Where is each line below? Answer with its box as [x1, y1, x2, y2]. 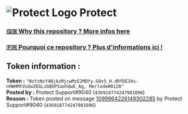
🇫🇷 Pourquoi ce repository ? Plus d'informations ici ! [6, 43, 163, 52]
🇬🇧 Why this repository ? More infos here [6, 27, 130, 36]
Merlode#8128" [88, 83, 124, 89]
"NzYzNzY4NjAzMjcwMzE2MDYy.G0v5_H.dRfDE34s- [26, 78, 139, 84]
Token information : [6, 61, 81, 71]
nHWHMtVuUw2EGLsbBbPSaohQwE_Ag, [6, 83, 87, 89]
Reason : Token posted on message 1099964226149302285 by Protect [6, 95, 183, 102]
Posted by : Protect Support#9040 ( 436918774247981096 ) [6, 88, 145, 96]
